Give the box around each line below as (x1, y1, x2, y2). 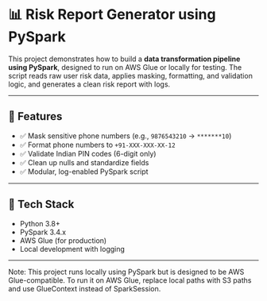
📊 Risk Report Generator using (8, 6, 216, 24)
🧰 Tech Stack (8, 198, 75, 211)
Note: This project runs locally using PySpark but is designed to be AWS (8, 267, 245, 276)
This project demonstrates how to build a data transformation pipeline (8, 54, 241, 64)
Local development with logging (19, 244, 126, 253)
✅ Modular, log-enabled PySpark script (19, 167, 149, 176)
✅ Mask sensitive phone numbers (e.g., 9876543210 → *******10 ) (19, 131, 232, 141)
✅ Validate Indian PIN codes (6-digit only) (19, 149, 157, 158)
